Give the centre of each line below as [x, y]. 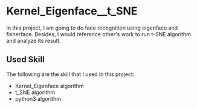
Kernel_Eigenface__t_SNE [72, 11]
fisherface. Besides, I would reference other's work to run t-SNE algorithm [99, 34]
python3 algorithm [38, 98]
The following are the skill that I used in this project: [70, 74]
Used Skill [25, 59]
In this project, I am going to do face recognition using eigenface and [92, 28]
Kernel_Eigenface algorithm [49, 86]
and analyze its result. [34, 40]
